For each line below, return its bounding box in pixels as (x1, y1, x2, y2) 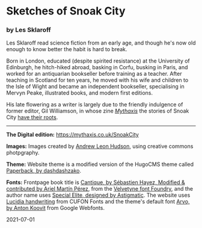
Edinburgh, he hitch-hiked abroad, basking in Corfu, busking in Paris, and (6, 64, 188, 71)
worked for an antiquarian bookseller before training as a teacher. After (6, 70, 182, 78)
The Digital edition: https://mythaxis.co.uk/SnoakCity (6, 131, 139, 138)
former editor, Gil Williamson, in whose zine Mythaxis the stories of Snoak (6, 107, 189, 115)
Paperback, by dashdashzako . (6, 167, 81, 174)
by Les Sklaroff (6, 26, 51, 34)
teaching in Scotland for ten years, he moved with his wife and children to (6, 76, 189, 84)
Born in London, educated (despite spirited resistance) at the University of (6, 57, 191, 64)
